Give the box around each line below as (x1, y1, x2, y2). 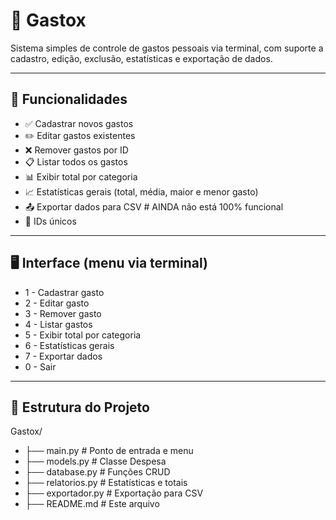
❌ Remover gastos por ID (24, 144, 129, 156)
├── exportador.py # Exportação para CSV (24, 487, 204, 499)
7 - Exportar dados (24, 350, 103, 362)
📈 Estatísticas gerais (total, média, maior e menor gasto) (24, 185, 259, 198)
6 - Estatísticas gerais (24, 339, 115, 351)
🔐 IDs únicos (24, 215, 77, 227)
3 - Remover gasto (24, 307, 102, 319)
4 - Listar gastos (24, 318, 93, 330)
